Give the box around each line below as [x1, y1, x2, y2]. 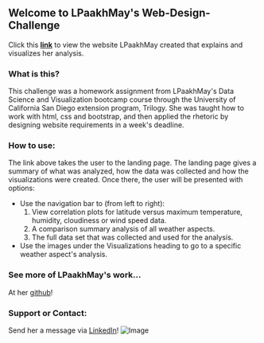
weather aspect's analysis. [19, 250, 108, 259]
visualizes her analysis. [8, 48, 84, 58]
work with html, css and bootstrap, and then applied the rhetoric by [8, 111, 229, 122]
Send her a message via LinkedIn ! [8, 325, 119, 335]
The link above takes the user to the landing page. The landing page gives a [8, 158, 257, 168]
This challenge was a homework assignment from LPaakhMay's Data [8, 87, 235, 96]
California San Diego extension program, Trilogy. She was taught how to [8, 103, 245, 113]
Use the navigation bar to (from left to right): [19, 199, 165, 209]
